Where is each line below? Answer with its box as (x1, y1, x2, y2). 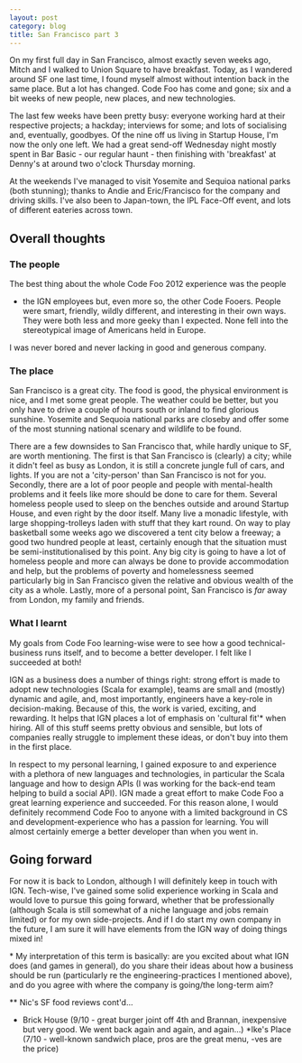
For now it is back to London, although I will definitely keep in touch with (9, 876, 278, 887)
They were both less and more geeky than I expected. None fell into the (22, 315, 288, 326)
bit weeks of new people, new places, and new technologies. (9, 93, 236, 104)
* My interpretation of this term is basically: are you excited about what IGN (9, 951, 289, 962)
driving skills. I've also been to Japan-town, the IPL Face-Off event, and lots (9, 195, 291, 206)
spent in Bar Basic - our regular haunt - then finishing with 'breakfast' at (9, 149, 277, 160)
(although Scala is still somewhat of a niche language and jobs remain (9, 904, 269, 916)
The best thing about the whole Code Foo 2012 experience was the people (9, 279, 287, 290)
